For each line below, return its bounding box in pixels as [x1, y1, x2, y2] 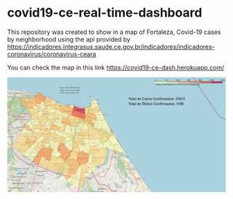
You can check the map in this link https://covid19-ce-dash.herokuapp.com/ [7, 63, 225, 71]
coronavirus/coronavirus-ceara [7, 50, 96, 58]
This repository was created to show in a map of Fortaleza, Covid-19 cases [7, 28, 221, 36]
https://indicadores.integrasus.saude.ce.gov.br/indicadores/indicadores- [7, 42, 215, 51]
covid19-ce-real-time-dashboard [7, 5, 202, 21]
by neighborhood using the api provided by [7, 35, 130, 43]
